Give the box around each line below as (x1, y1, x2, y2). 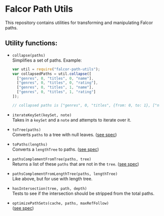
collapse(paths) (12, 53, 46, 58)
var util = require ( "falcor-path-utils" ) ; (12, 67, 100, 72)
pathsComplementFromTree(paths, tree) (12, 157, 92, 162)
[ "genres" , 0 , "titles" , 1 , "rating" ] (17, 90, 96, 95)
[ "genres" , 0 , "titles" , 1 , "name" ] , (17, 85, 94, 90)
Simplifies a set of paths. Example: (12, 57, 82, 63)
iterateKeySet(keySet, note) (12, 113, 72, 118)
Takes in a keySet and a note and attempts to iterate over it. (12, 117, 131, 123)
